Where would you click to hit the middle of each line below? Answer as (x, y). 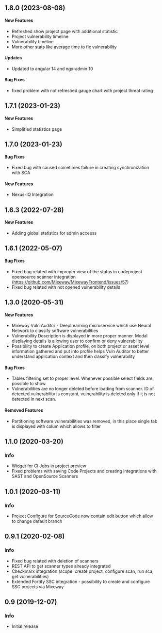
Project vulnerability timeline (40, 36)
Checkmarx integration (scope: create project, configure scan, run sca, (82, 571)
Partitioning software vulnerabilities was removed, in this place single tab (84, 421)
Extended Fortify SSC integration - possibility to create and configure (81, 581)
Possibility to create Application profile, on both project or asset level (81, 346)
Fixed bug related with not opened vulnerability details (66, 287)
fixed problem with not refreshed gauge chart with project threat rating (82, 90)
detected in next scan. (34, 399)
